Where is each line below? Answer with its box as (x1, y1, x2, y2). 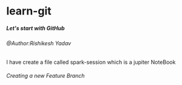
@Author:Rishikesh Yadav (6, 40, 72, 47)
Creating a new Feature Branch (6, 72, 85, 80)
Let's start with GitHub (6, 24, 65, 31)
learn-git (6, 4, 52, 18)
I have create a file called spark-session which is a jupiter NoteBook (6, 58, 176, 66)
